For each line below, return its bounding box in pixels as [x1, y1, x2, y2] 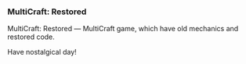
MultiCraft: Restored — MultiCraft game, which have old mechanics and [7, 24, 239, 34]
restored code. [7, 32, 56, 41]
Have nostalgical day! [7, 48, 78, 57]
